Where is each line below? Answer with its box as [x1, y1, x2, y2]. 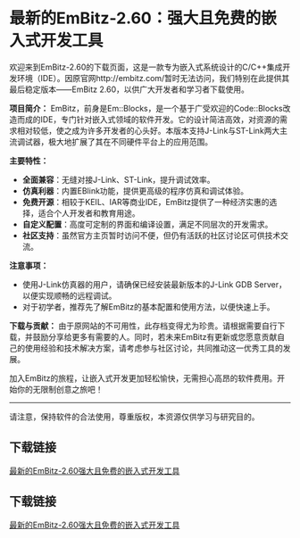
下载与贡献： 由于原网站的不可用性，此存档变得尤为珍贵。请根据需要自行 [9, 320, 278, 331]
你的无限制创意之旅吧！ [16, 384, 104, 394]
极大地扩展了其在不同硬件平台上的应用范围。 [47, 136, 212, 147]
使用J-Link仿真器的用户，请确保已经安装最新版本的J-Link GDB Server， [21, 278, 287, 290]
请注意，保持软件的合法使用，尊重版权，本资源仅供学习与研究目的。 [9, 411, 260, 422]
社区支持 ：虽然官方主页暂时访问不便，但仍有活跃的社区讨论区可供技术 [21, 229, 281, 241]
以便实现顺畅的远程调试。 [21, 290, 117, 301]
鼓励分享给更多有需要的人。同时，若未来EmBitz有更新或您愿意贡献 [32, 331, 278, 342]
